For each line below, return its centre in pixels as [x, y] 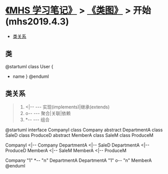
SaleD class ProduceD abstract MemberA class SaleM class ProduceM [79, 135]
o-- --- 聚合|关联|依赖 [48, 113]
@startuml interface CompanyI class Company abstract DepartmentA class [84, 130]
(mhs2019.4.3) [37, 22]
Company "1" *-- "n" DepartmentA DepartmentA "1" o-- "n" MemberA [78, 160]
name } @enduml [31, 76]
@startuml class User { [29, 66]
